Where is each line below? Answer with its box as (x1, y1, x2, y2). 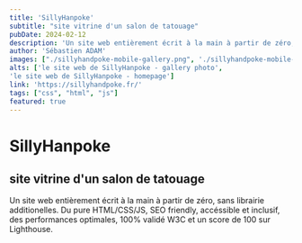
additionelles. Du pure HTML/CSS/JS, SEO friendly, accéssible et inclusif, (9, 204, 280, 216)
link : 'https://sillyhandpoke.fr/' (9, 80, 143, 89)
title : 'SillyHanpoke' (9, 13, 94, 22)
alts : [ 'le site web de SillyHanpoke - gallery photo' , (9, 64, 223, 73)
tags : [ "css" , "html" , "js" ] (9, 88, 119, 97)
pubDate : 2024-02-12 (9, 30, 87, 39)
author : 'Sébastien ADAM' (9, 47, 106, 56)
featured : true (9, 96, 67, 106)
